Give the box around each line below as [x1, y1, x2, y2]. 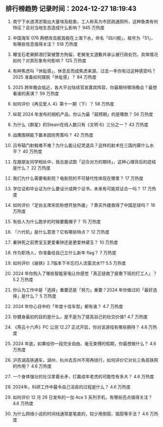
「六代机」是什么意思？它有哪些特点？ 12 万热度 [12, 229, 109, 235]
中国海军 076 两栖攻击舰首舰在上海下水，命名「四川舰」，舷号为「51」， [12, 35, 156, 41]
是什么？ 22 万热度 [12, 165, 51, 171]
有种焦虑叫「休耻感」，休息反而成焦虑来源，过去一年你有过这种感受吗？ [12, 68, 156, 74]
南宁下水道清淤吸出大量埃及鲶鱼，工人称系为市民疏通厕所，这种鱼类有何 [12, 19, 158, 24]
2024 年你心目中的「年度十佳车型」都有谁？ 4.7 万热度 [12, 303, 123, 309]
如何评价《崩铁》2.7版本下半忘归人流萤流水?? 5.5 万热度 [12, 260, 126, 266]
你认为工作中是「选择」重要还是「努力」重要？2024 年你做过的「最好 [12, 287, 153, 293]
